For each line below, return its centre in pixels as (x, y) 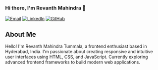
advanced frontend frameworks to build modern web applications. (73, 62)
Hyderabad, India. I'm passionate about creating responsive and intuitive (79, 52)
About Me (21, 34)
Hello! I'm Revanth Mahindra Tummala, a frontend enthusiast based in (76, 46)
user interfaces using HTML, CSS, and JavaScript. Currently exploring (77, 57)
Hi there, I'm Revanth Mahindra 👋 (46, 8)
